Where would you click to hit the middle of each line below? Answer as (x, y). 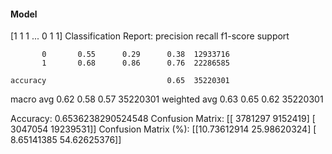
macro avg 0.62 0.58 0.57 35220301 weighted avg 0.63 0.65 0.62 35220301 (167, 99)
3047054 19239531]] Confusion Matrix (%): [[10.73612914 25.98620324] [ (163, 129)
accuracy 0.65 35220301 (120, 81)
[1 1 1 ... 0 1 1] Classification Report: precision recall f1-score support (150, 36)
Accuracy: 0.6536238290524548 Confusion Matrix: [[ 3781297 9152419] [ (163, 119)
